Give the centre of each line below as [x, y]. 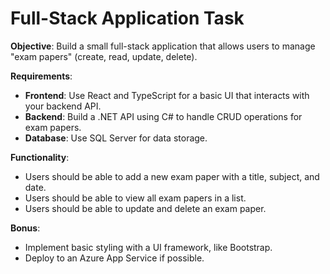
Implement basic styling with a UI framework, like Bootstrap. [148, 247]
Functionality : [40, 157]
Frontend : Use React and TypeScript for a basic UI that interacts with [167, 95]
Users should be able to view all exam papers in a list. [135, 198]
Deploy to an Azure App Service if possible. [114, 258]
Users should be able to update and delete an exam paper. [145, 208]
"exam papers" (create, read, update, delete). [104, 56]
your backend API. [63, 106]
